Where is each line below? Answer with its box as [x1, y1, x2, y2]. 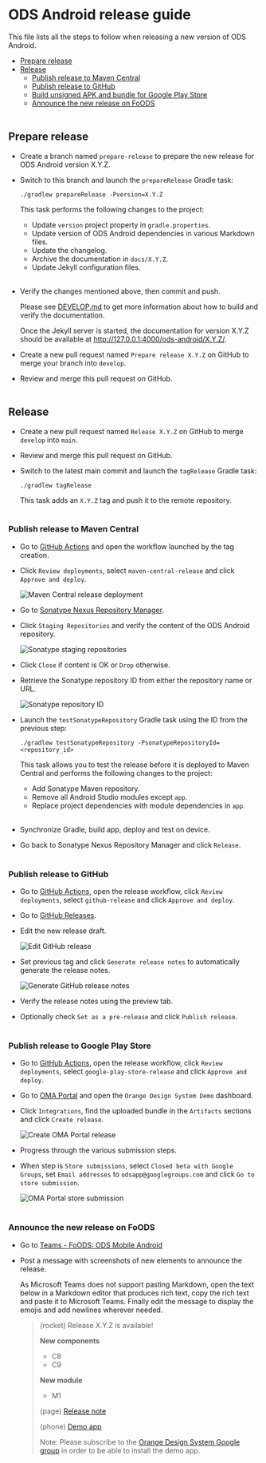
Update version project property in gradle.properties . [31, 219, 211, 229]
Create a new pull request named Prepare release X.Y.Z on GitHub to [19, 350, 249, 359]
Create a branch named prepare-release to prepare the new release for [19, 151, 255, 160]
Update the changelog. [31, 245, 108, 255]
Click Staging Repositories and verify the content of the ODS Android [19, 620, 250, 630]
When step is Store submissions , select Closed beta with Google [19, 1161, 233, 1171]
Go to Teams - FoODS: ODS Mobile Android [19, 1240, 163, 1250]
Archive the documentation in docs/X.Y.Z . [31, 254, 169, 263]
